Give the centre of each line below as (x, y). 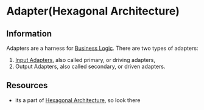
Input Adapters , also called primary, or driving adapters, (85, 60)
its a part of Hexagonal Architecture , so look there (78, 100)
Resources (27, 85)
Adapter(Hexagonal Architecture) (93, 11)
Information (29, 34)
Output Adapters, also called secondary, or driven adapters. (90, 66)
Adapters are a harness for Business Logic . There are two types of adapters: (102, 48)
